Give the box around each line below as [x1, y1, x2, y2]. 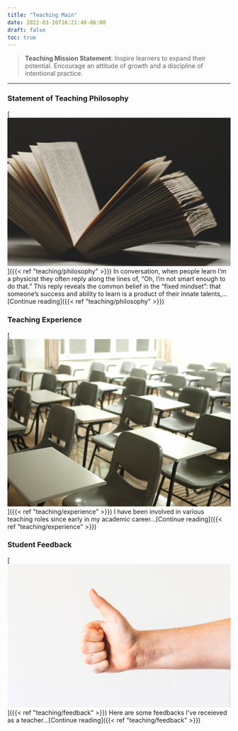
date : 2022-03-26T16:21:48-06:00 [7, 18, 106, 26]
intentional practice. [24, 69, 84, 78]
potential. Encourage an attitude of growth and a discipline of [24, 62, 204, 70]
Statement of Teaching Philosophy [7, 93, 129, 103]
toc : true [7, 34, 37, 41]
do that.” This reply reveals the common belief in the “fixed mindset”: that [7, 282, 221, 290]
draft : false [7, 26, 46, 33]
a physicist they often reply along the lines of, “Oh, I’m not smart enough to [7, 275, 226, 283]
